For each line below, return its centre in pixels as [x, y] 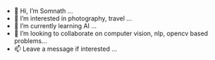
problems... [30, 41]
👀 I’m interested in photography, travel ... [73, 18]
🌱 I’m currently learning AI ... [55, 26]
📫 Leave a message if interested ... [66, 49]
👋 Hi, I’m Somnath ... [43, 11]
